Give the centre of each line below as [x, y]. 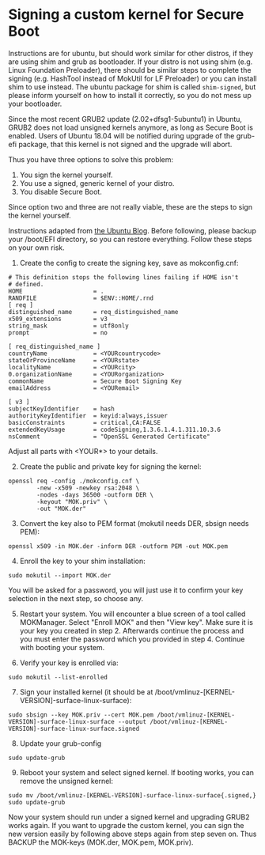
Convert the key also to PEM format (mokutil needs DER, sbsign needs [134, 523]
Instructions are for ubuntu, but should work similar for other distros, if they [131, 53]
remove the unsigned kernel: [66, 781]
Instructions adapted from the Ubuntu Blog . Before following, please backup [132, 230]
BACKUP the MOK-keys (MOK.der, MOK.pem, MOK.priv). [101, 842]
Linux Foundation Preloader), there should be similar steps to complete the [130, 70]
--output [132, 721]
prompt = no [58, 333]
